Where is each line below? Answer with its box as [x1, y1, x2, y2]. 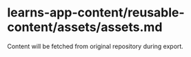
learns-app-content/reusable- [7, 5, 185, 21]
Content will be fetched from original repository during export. [7, 42, 184, 50]
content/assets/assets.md [7, 19, 163, 35]
